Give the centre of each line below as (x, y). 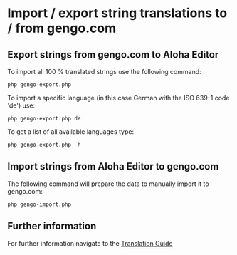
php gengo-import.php (39, 204)
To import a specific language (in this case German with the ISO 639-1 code (118, 98)
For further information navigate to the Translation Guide (90, 243)
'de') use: (21, 105)
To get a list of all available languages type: (70, 132)
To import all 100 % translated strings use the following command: (104, 72)
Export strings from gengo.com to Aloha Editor (113, 54)
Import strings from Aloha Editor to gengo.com (113, 166)
